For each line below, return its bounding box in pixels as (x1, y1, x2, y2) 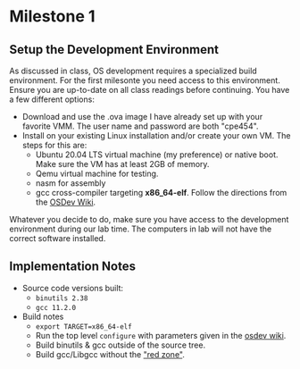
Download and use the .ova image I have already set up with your (21, 112, 263, 122)
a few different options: (9, 94, 96, 105)
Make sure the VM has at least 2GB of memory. (35, 159, 210, 169)
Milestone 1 (9, 6, 96, 27)
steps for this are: (21, 140, 87, 150)
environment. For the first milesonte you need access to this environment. (9, 75, 281, 86)
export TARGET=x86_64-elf (35, 322, 132, 331)
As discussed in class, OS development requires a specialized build (9, 65, 257, 76)
